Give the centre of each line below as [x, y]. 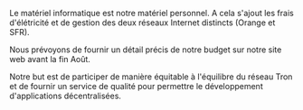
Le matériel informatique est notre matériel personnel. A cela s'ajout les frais [151, 13]
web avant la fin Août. [50, 59]
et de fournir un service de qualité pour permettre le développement [137, 86]
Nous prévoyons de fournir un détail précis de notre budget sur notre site [146, 50]
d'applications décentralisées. [66, 96]
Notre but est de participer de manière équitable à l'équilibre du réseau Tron [151, 77]
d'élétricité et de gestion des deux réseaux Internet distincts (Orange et [142, 23]
